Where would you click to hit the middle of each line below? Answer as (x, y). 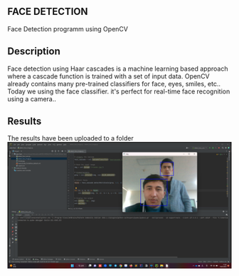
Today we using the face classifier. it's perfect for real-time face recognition (119, 91)
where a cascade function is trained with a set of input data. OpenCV (108, 76)
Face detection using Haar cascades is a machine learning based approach (118, 68)
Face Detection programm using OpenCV (68, 29)
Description (34, 52)
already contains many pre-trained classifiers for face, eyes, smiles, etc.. (114, 83)
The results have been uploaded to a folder (70, 138)
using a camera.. (32, 98)
